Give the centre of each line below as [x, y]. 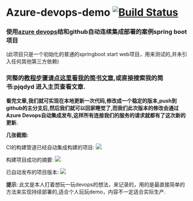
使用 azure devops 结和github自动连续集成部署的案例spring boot [96, 32]
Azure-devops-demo [58, 13]
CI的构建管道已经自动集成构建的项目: [50, 147]
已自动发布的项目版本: [33, 172]
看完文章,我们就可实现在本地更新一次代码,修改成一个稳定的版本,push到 [92, 100]
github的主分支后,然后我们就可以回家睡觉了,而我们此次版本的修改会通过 [92, 108]
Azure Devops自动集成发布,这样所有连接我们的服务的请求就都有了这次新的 [96, 115]
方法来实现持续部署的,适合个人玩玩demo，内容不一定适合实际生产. [86, 192]
